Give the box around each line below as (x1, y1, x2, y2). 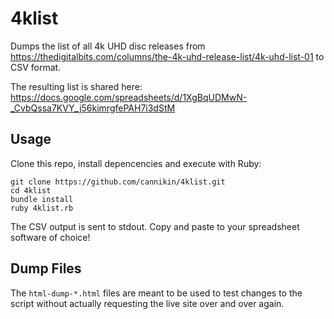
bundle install (10, 194, 74, 204)
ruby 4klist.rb (10, 203, 74, 213)
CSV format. (10, 61, 62, 73)
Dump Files (10, 260, 82, 277)
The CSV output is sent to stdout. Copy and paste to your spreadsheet (10, 220, 300, 232)
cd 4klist (10, 185, 52, 196)
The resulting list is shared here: (10, 80, 143, 92)
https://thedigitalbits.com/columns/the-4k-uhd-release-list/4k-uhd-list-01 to (10, 50, 325, 62)
